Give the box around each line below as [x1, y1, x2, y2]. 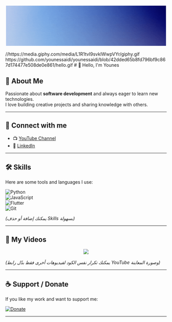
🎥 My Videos [5, 235, 47, 244]
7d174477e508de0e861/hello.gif [5, 62, 73, 68]
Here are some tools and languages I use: [5, 179, 93, 185]
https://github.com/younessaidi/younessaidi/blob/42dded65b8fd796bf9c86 [5, 57, 166, 62]
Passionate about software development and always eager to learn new [5, 91, 159, 97]
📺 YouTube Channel [12, 135, 56, 141]
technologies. [5, 96, 34, 102]
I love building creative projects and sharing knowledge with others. [5, 101, 148, 108]
